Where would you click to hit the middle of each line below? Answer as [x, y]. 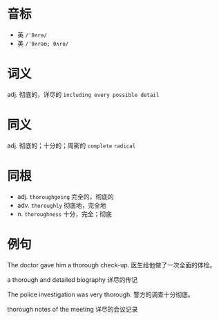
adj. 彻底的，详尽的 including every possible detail [83, 94]
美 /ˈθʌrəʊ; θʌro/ [43, 43]
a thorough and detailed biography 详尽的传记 [73, 279]
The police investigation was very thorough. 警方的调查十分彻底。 [101, 294]
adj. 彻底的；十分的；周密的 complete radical [72, 145]
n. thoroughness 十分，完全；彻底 [64, 214]
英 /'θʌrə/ [32, 35]
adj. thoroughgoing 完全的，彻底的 [65, 196]
